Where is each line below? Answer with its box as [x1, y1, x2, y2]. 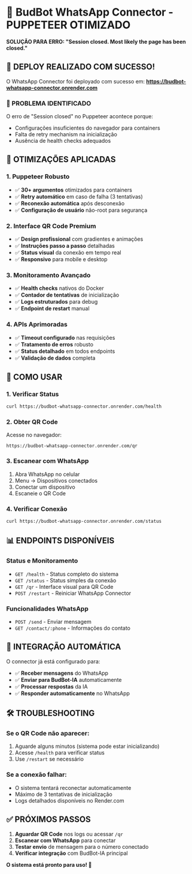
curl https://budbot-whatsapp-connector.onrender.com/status [6, 519, 162, 525]
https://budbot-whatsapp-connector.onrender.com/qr [6, 443, 138, 449]
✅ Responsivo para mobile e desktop [14, 256, 108, 263]
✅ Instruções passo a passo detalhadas [14, 243, 115, 250]
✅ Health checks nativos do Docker [14, 285, 104, 292]
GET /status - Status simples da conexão [14, 576, 117, 584]
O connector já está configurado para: [6, 657, 100, 665]
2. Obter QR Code [6, 418, 58, 426]
